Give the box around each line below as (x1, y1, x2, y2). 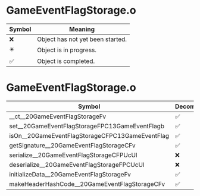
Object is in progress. (36, 46, 97, 54)
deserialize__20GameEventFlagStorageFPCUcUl (9, 160, 145, 169)
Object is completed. (36, 57, 95, 65)
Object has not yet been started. (36, 35, 127, 43)
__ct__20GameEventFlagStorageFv (9, 112, 106, 121)
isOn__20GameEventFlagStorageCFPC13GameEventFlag (9, 131, 170, 140)
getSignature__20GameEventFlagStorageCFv (9, 141, 136, 149)
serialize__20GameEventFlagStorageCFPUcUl (9, 151, 137, 159)
